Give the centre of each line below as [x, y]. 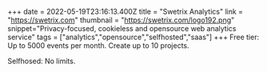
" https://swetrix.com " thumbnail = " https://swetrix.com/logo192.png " [121, 20]
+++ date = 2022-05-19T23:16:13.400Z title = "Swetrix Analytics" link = [126, 12]
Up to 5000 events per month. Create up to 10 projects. [98, 46]
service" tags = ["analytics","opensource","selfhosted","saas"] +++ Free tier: [133, 37]
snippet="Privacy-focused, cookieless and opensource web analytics [122, 28]
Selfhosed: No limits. [42, 61]
